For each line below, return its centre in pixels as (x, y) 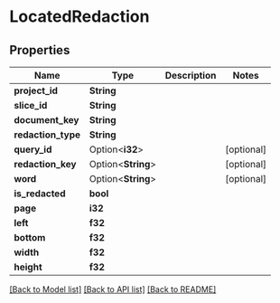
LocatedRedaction (79, 17)
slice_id (31, 105)
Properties (40, 50)
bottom (30, 237)
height (28, 267)
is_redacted (40, 194)
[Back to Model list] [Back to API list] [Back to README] (113, 289)
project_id (36, 90)
